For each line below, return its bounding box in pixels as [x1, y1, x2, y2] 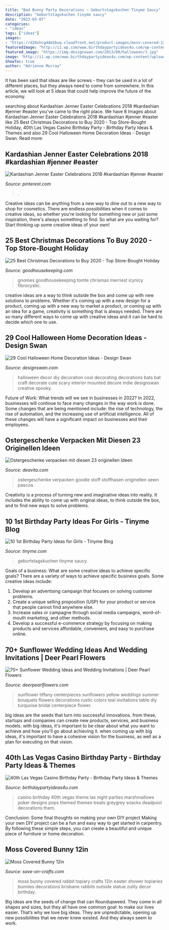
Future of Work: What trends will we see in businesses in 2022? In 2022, [5, 395, 155, 401]
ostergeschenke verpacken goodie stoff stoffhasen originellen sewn [17, 477, 159, 483]
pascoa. [17, 482, 35, 488]
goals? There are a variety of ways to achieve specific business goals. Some [5, 573, 164, 579]
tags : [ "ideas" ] [5, 31, 39, 36]
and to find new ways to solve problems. [5, 503, 90, 509]
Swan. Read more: [5, 135, 43, 141]
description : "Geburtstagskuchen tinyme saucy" [5, 12, 107, 17]
